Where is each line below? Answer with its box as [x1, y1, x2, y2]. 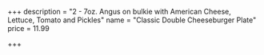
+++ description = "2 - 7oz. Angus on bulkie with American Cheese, [7, 7, 231, 16]
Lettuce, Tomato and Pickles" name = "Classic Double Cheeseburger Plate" [7, 15, 257, 25]
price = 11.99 [7, 24, 50, 33]
